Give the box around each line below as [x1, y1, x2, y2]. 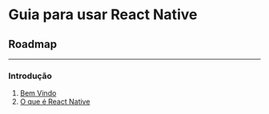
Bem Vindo [19, 88, 57, 98]
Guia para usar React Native [8, 6, 198, 24]
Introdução [8, 70, 52, 81]
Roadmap [8, 37, 58, 51]
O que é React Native [19, 97, 90, 107]
